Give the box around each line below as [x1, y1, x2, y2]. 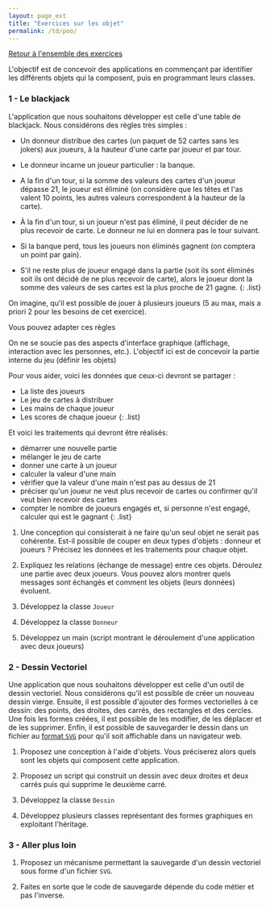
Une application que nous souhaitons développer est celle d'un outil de [8, 679, 244, 689]
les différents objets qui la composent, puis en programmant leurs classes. [8, 73, 256, 83]
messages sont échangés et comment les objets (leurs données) [19, 577, 235, 587]
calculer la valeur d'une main [19, 469, 117, 478]
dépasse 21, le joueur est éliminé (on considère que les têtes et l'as [19, 184, 243, 194]
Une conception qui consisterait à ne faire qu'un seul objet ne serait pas [19, 527, 260, 537]
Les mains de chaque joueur [19, 403, 114, 413]
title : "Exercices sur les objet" [8, 19, 125, 27]
